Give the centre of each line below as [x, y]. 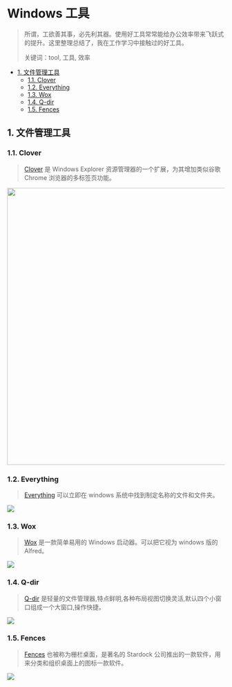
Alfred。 [36, 551]
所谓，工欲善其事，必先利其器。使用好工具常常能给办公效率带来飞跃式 [124, 34]
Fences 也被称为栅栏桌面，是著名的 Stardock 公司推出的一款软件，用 [122, 654]
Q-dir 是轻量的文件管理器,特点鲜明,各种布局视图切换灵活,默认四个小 [120, 598]
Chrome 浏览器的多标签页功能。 [70, 177]
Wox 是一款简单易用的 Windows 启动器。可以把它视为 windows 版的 [121, 542]
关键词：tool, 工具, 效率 [57, 57]
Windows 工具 [48, 14]
